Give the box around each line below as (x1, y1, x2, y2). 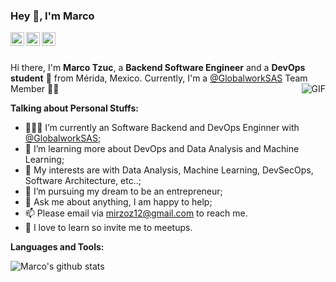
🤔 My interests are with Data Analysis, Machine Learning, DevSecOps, (24, 164, 314, 176)
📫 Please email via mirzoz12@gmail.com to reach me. (24, 207, 248, 219)
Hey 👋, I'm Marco (10, 9, 95, 23)
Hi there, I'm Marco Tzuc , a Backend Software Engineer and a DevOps (10, 62, 306, 74)
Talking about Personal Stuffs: (10, 102, 139, 114)
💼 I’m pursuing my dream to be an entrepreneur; (24, 185, 223, 198)
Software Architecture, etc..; (24, 175, 142, 187)
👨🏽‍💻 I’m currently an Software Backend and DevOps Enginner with (24, 122, 300, 134)
